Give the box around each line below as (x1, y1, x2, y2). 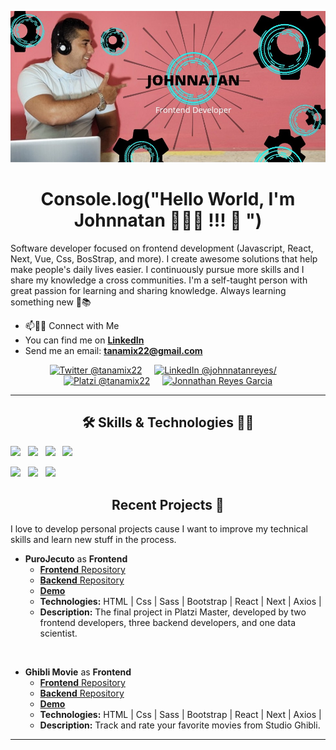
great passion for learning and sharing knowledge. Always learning (10, 284, 287, 296)
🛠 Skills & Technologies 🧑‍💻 (81, 414, 255, 431)
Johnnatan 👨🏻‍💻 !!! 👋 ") (73, 209, 263, 231)
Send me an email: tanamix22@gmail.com (24, 344, 203, 356)
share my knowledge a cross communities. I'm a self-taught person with (10, 274, 308, 286)
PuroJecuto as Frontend (24, 553, 128, 565)
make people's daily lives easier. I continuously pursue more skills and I (10, 263, 305, 275)
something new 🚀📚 (10, 296, 92, 308)
